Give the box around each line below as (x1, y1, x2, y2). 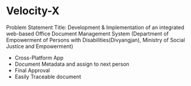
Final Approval (14, 66, 50, 74)
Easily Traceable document (14, 73, 82, 80)
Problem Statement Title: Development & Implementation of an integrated (6, 24, 184, 31)
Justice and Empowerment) (6, 43, 74, 50)
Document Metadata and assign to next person (14, 60, 130, 68)
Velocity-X (6, 4, 60, 18)
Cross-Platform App (14, 54, 64, 61)
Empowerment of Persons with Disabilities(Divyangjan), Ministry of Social (6, 36, 185, 43)
